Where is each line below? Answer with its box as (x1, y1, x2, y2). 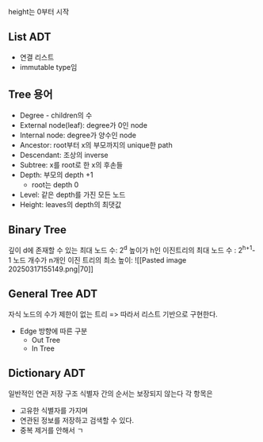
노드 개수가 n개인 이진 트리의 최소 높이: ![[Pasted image (13, 256, 187, 265)
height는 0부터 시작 (8, 7, 70, 16)
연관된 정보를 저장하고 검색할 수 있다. (19, 415, 135, 425)
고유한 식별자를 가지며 (19, 405, 89, 415)
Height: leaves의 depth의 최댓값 (19, 199, 122, 209)
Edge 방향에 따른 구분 (19, 326, 88, 336)
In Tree (31, 344, 55, 353)
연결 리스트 (19, 52, 55, 62)
